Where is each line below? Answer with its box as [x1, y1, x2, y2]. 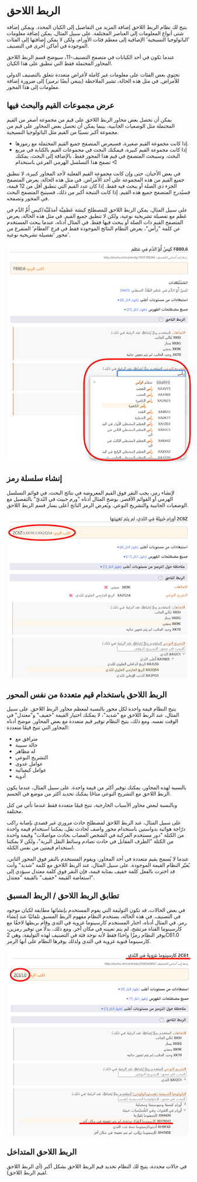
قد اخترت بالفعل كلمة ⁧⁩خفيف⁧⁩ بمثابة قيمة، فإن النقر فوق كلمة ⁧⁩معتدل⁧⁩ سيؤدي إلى [6, 867, 175, 874]
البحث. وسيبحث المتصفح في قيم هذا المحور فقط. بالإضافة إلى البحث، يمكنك [15, 152, 181, 159]
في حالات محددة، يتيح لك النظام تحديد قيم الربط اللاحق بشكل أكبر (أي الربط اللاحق [6, 1163, 187, 1170]
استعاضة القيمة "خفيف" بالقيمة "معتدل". [6, 874, 95, 881]
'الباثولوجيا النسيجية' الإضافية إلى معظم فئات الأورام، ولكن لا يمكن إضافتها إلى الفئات [6, 36, 190, 43]
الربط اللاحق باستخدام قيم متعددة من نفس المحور [6, 689, 167, 699]
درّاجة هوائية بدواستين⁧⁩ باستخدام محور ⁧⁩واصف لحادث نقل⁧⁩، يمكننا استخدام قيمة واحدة [6, 825, 186, 832]
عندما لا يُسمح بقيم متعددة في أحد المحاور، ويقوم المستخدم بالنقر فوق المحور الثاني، [6, 855, 189, 862]
